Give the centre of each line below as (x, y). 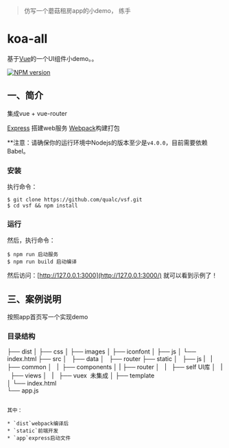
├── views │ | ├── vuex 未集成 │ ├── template (82, 375)
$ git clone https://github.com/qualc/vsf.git (75, 200)
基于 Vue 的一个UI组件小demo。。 (52, 58)
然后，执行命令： (31, 240)
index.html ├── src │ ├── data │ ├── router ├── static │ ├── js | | (110, 359)
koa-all (27, 39)
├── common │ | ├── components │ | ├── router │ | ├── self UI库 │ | (115, 367)
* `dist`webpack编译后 (38, 424)
